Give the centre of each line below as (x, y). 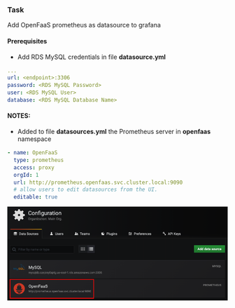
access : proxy (34, 167)
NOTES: (19, 116)
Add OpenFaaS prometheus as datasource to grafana (84, 25)
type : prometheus (39, 160)
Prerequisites (27, 41)
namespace (34, 139)
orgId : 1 (26, 175)
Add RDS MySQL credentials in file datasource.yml (92, 57)
